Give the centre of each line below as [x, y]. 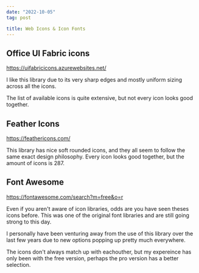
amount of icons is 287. [36, 163]
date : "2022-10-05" [31, 12]
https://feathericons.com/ [39, 138]
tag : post [19, 18]
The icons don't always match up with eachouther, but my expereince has [99, 252]
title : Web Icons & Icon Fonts [46, 29]
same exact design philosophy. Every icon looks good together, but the [95, 157]
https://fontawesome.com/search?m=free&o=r [65, 197]
